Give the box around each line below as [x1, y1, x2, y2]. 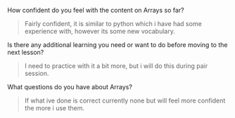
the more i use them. [24, 104, 84, 112]
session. [24, 70, 49, 77]
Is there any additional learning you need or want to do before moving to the [7, 41, 228, 48]
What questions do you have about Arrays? [7, 83, 132, 91]
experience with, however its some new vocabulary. [24, 27, 176, 35]
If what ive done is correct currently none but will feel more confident [24, 96, 226, 105]
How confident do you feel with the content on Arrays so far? [7, 6, 184, 14]
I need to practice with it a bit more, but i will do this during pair [24, 62, 208, 70]
